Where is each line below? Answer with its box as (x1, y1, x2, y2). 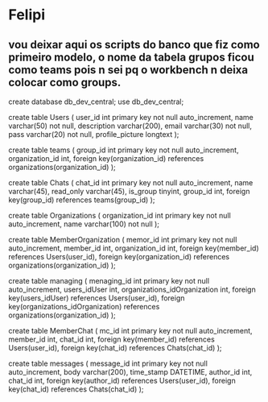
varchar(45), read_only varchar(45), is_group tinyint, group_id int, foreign (8, 187, 250, 196)
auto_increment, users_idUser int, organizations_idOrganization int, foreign (8, 284, 256, 294)
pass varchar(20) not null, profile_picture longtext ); (8, 130, 179, 139)
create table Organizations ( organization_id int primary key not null (8, 211, 231, 220)
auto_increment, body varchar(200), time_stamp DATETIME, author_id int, (8, 367, 253, 376)
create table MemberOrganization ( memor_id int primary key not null (8, 235, 237, 244)
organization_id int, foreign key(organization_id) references (8, 154, 204, 163)
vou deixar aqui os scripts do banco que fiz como (8, 38, 260, 52)
